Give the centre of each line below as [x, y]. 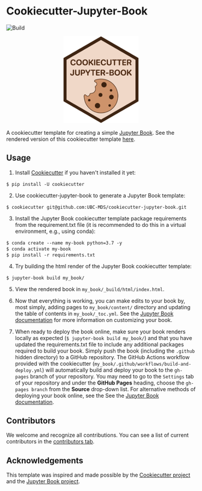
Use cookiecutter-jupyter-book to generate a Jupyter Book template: [100, 195]
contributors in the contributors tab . [50, 442]
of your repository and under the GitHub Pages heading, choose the [99, 383]
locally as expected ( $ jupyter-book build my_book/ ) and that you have [103, 338]
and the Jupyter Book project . [43, 481]
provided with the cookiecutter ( [55, 363]
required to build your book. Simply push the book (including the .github [105, 351]
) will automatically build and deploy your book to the [107, 370]
